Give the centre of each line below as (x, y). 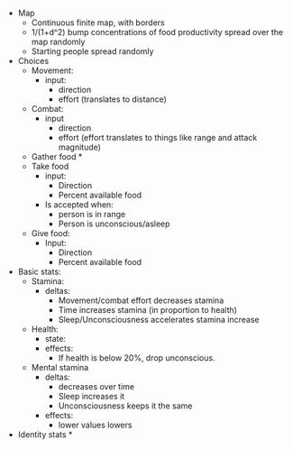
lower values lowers (95, 425)
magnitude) (80, 147)
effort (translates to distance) (112, 99)
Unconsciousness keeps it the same (125, 406)
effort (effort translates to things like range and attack (158, 137)
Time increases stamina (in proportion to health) (147, 310)
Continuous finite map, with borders (98, 23)
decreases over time (96, 386)
